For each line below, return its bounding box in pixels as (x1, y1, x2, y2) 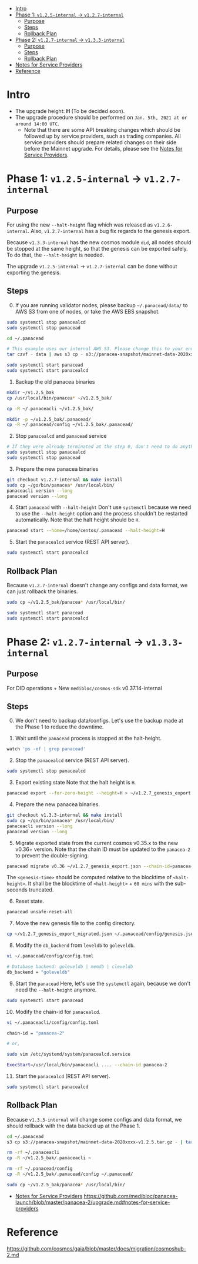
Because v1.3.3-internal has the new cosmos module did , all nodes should (6, 238, 192, 246)
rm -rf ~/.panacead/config (6, 1166, 73, 1172)
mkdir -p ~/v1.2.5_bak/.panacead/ (6, 416, 92, 423)
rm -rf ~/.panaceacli (6, 1150, 60, 1156)
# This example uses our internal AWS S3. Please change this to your (6, 346, 183, 352)
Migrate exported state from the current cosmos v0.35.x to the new (15, 839, 179, 846)
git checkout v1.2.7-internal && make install (6, 477, 123, 483)
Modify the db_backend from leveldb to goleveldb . (15, 942, 135, 949)
